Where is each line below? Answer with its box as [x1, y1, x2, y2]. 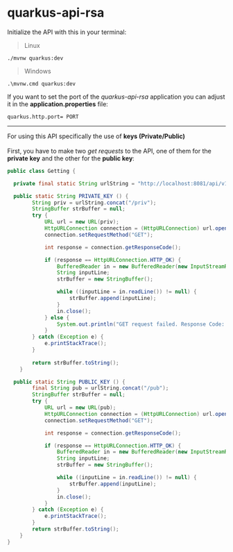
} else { [44, 314, 70, 321]
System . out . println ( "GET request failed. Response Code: [56, 321, 225, 328]
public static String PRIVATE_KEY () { [13, 192, 129, 199]
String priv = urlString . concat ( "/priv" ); [32, 199, 157, 206]
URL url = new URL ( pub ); [44, 404, 116, 411]
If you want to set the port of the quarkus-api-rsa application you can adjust [7, 92, 225, 101]
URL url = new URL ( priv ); [44, 219, 119, 226]
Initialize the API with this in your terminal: [7, 28, 127, 36]
